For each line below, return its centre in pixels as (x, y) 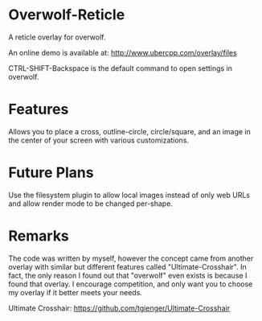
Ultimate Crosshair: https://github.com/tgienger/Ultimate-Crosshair (119, 308)
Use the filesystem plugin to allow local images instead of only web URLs (129, 195)
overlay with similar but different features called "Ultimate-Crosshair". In (127, 266)
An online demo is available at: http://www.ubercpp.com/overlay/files (123, 52)
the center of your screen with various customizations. (99, 140)
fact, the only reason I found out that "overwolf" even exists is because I (128, 275)
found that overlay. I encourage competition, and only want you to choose (131, 284)
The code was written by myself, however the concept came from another (131, 258)
